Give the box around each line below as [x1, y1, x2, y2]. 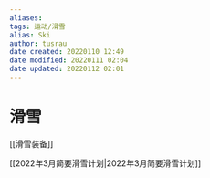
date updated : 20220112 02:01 [9, 65, 125, 74]
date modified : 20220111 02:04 [9, 56, 129, 65]
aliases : [9, 13, 43, 23]
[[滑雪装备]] [9, 138, 54, 149]
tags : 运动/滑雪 [9, 22, 66, 31]
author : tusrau [9, 38, 68, 48]
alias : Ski [9, 30, 51, 39]
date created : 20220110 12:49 [9, 47, 125, 57]
